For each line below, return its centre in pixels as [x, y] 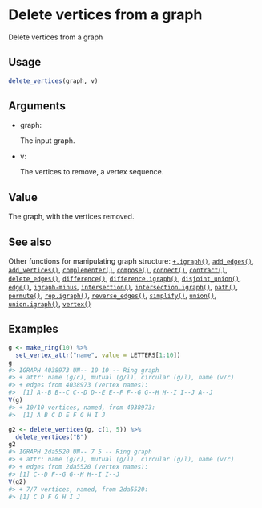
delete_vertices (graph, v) [53, 81]
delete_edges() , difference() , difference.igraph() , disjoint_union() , [125, 278]
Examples [33, 329]
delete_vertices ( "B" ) [52, 437]
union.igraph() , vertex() [50, 304]
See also [30, 242]
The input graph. [47, 141]
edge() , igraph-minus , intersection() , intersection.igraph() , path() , [123, 287]
